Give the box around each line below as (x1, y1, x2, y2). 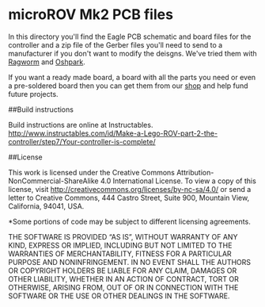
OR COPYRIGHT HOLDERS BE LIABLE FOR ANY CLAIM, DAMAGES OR (8, 266, 237, 275)
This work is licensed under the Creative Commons (8, 167, 176, 177)
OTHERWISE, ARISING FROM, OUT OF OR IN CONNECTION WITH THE (8, 282, 239, 292)
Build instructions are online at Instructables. (8, 120, 153, 129)
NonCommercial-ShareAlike (8, 176, 99, 186)
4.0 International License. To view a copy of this (100, 176, 257, 186)
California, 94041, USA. (8, 201, 85, 211)
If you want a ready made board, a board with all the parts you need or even (8, 72, 256, 82)
